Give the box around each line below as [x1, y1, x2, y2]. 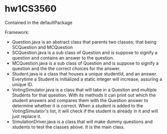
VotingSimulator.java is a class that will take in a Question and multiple [12, 86, 157, 92]
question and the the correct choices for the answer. [12, 65, 121, 71]
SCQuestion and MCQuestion [12, 44, 73, 50]
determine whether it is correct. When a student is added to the [12, 102, 143, 108]
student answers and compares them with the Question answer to [12, 97, 148, 103]
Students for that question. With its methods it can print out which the [12, 92, 156, 98]
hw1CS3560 [5, 3, 57, 14]
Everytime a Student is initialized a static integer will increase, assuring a [12, 76, 162, 82]
